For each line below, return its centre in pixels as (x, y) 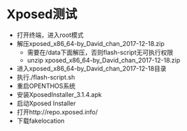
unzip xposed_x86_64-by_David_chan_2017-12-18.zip (104, 60)
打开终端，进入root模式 (50, 35)
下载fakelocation (40, 121)
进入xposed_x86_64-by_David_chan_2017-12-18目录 (91, 68)
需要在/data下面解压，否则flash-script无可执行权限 (100, 52)
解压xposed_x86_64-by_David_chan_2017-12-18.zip (90, 43)
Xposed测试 (42, 14)
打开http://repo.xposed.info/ (57, 111)
